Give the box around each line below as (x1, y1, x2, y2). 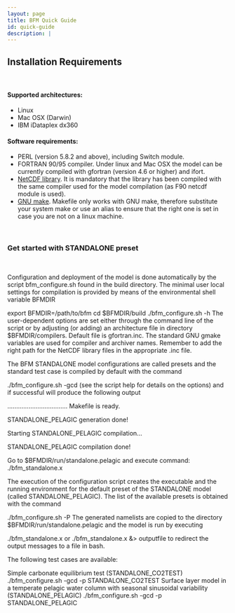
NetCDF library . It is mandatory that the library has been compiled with (17, 175, 222, 183)
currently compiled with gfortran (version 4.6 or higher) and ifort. (17, 168, 206, 176)
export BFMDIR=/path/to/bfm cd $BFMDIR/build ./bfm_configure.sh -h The (7, 309, 224, 317)
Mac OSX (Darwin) (17, 114, 72, 122)
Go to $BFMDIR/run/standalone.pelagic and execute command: (7, 456, 191, 464)
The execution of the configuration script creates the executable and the (7, 477, 217, 485)
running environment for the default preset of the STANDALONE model (7, 485, 212, 493)
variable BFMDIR (7, 295, 56, 304)
